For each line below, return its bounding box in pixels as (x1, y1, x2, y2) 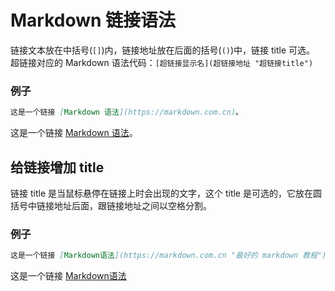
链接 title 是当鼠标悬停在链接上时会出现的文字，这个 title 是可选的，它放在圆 (10, 187, 322, 199)
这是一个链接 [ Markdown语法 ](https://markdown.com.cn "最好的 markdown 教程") (10, 251, 327, 261)
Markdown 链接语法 (10, 9, 177, 32)
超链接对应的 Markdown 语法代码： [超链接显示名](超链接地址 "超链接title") (10, 56, 314, 68)
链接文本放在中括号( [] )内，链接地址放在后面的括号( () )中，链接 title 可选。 (10, 44, 316, 56)
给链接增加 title (10, 159, 105, 176)
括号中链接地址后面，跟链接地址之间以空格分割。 (10, 199, 212, 211)
